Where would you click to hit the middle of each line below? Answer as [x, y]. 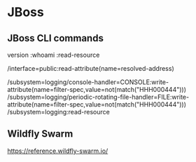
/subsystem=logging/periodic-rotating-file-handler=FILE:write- [98, 97]
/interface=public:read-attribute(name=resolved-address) [91, 68]
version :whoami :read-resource [54, 55]
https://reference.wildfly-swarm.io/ [58, 151]
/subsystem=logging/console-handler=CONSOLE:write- [88, 82]
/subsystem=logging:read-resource [58, 112]
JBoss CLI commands [55, 38]
